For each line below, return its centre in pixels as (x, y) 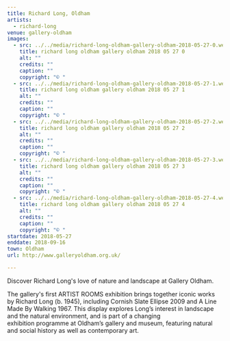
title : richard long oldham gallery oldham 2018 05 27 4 (102, 205)
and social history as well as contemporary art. (73, 330)
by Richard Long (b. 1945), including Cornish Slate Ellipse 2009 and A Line (112, 301)
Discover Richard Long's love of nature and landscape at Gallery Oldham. (111, 281)
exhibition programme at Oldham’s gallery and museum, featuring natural (110, 323)
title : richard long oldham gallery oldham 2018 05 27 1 (102, 90)
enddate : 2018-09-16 (37, 243)
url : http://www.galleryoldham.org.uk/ (64, 255)
